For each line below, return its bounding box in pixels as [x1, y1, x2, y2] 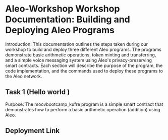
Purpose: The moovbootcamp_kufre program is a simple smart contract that [5, 101, 163, 107]
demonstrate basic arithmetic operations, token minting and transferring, [5, 51, 156, 58]
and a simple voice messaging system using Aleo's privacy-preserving [5, 57, 152, 63]
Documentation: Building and [5, 14, 130, 25]
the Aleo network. [5, 73, 42, 79]
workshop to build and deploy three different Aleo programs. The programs [5, 46, 161, 52]
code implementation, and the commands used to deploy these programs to [5, 67, 163, 74]
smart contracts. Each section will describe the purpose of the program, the [5, 62, 163, 68]
